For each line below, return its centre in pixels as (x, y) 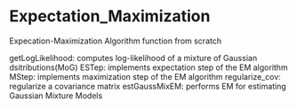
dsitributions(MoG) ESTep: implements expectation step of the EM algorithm (148, 67)
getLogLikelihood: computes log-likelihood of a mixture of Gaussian (133, 58)
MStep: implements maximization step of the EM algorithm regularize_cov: (145, 76)
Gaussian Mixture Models (56, 96)
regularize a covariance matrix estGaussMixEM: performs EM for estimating (148, 86)
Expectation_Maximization (110, 16)
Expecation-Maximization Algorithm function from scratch (116, 41)
